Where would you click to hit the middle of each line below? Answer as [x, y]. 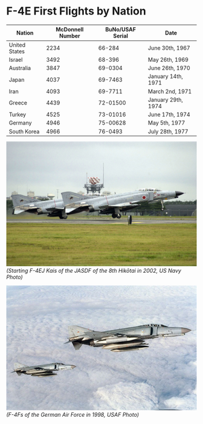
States [17, 51]
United [17, 45]
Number [70, 36]
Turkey [17, 115]
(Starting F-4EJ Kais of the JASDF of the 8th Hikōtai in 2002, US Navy [94, 271]
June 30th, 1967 [169, 48]
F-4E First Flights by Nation [76, 11]
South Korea [24, 131]
